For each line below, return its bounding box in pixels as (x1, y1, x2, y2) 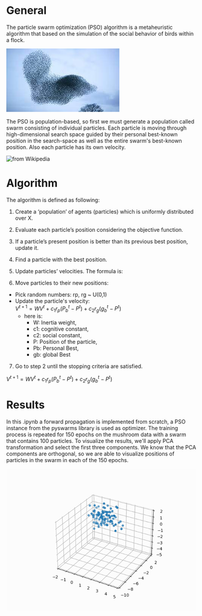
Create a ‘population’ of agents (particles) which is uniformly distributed (14, 208, 194, 215)
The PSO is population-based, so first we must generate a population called (6, 118, 195, 125)
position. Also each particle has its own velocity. (6, 143, 126, 151)
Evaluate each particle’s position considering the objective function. (14, 226, 184, 233)
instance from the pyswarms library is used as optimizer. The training (6, 424, 178, 431)
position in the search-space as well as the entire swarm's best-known (6, 137, 182, 144)
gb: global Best (33, 351, 71, 358)
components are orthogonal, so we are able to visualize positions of (6, 450, 175, 457)
